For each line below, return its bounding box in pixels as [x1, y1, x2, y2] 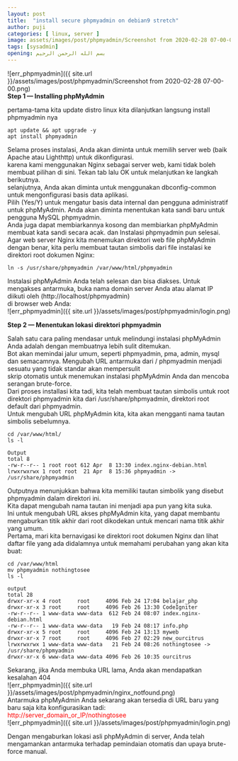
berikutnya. [7, 175, 40, 184]
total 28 [7, 591, 33, 598]
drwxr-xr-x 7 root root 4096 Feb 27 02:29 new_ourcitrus [7, 634, 204, 641]
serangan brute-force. [7, 379, 72, 388]
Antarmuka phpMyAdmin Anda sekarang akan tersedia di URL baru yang [7, 695, 219, 704]
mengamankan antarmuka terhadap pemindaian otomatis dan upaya [7, 739, 207, 748]
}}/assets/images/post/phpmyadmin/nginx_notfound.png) [7, 688, 176, 697]
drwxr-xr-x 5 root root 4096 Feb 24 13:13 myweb [7, 628, 179, 636]
